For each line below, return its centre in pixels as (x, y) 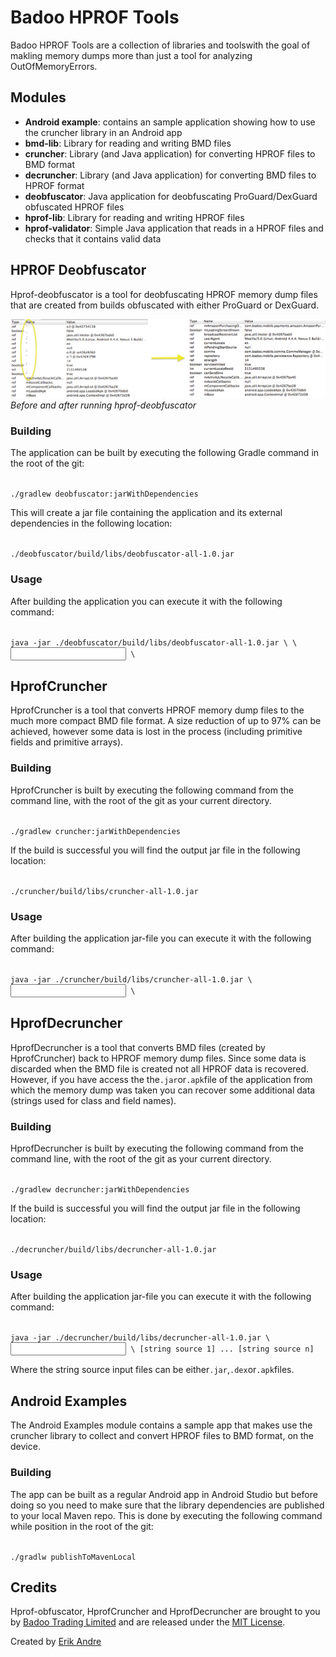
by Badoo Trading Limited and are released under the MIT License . (148, 1622)
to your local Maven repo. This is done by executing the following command (166, 1515)
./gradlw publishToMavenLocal (73, 1557)
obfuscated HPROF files (74, 207)
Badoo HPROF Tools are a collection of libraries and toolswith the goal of (160, 45)
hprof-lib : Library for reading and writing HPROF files (134, 217)
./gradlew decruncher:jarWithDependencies (100, 1190)
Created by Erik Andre (56, 1642)
